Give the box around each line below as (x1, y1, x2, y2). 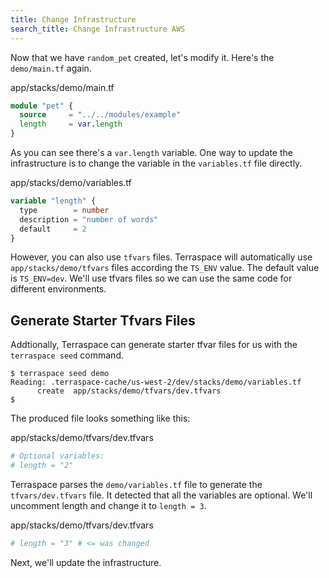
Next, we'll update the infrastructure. (10, 556, 162, 568)
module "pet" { (10, 101, 74, 111)
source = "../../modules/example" (19, 110, 182, 120)
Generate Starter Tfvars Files (10, 312, 196, 329)
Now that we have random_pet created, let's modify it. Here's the (10, 51, 275, 63)
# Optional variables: (10, 451, 105, 461)
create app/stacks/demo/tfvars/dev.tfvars (36, 386, 222, 396)
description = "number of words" (19, 214, 159, 225)
